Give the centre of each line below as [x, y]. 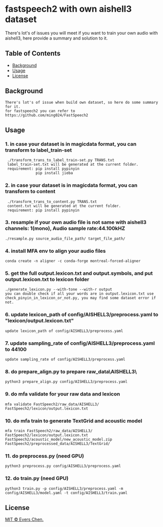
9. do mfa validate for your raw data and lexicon [63, 394]
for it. [13, 107]
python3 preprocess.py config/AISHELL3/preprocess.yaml [63, 466]
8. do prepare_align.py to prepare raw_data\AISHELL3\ [71, 372]
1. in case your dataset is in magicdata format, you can [71, 144]
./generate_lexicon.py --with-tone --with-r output [59, 289]
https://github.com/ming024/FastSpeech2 [47, 115]
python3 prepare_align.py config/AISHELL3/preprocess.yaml [66, 382]
